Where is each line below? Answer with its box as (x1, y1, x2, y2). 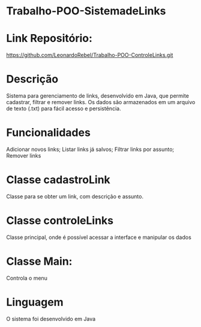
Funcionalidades (6, 126, 91, 140)
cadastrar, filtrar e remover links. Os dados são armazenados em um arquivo (6, 99, 196, 106)
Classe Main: (6, 255, 73, 268)
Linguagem (6, 295, 64, 309)
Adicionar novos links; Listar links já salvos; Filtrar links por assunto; (6, 146, 175, 153)
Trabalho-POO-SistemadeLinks (6, 4, 166, 18)
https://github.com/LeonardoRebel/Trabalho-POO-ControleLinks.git (6, 52, 173, 59)
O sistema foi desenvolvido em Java (6, 315, 96, 322)
